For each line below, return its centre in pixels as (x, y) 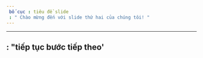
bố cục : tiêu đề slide (39, 12)
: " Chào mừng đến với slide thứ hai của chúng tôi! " (79, 17)
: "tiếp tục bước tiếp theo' (55, 47)
